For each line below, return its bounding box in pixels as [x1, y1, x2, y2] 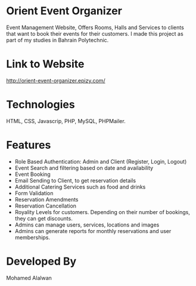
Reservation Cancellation [14, 202, 76, 209]
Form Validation [14, 189, 54, 197]
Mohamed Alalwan [6, 274, 52, 281]
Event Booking [14, 171, 51, 178]
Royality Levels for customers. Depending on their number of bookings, [14, 208, 191, 215]
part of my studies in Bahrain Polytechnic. [6, 36, 109, 43]
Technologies [6, 98, 76, 111]
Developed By [6, 254, 77, 268]
